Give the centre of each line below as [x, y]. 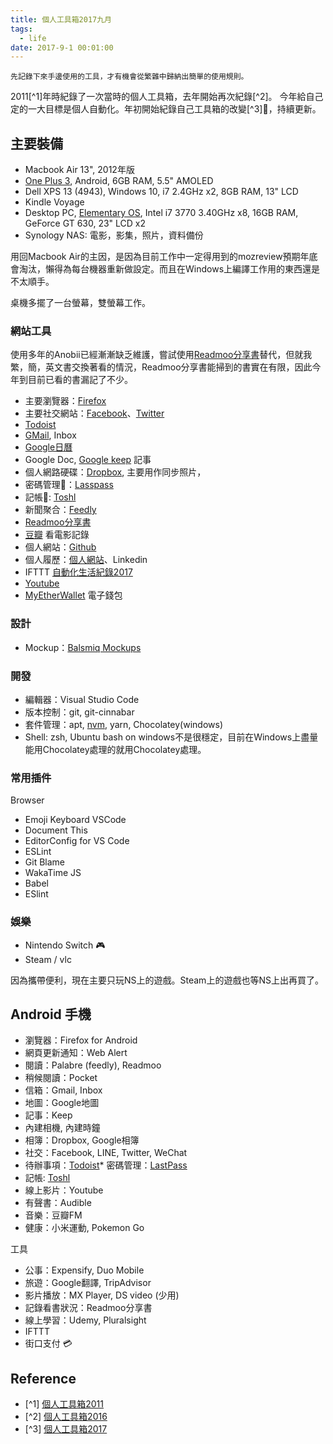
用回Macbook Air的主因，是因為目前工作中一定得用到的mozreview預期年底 [164, 257]
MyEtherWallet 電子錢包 [73, 595]
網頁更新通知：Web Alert [76, 1053]
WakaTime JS [53, 873]
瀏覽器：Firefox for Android [81, 1040]
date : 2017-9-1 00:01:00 [62, 47]
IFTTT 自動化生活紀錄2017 [78, 572]
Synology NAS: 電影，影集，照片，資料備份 [114, 235]
